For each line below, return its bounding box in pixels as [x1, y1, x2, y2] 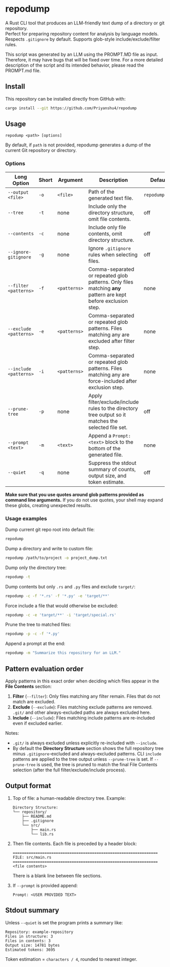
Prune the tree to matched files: [5, 621, 71, 628]
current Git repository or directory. [5, 147, 77, 153]
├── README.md [22, 814, 52, 819]
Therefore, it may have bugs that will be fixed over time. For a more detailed [5, 56, 163, 63]
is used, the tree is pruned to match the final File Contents [36, 761, 158, 767]
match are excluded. [12, 698, 56, 704]
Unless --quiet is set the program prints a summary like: [5, 919, 123, 925]
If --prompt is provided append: [12, 882, 78, 888]
